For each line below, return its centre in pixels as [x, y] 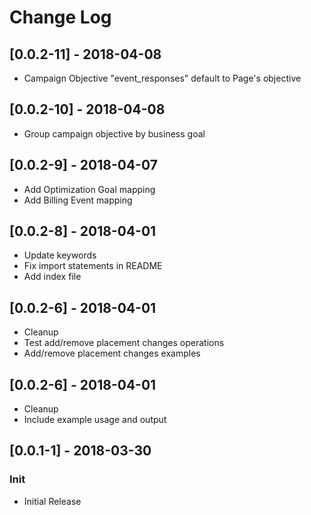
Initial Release [52, 501]
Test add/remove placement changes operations [124, 343]
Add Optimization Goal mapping [89, 189]
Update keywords [60, 255]
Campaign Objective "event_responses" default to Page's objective [162, 78]
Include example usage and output [95, 420]
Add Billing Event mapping [78, 200]
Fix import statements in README [93, 266]
